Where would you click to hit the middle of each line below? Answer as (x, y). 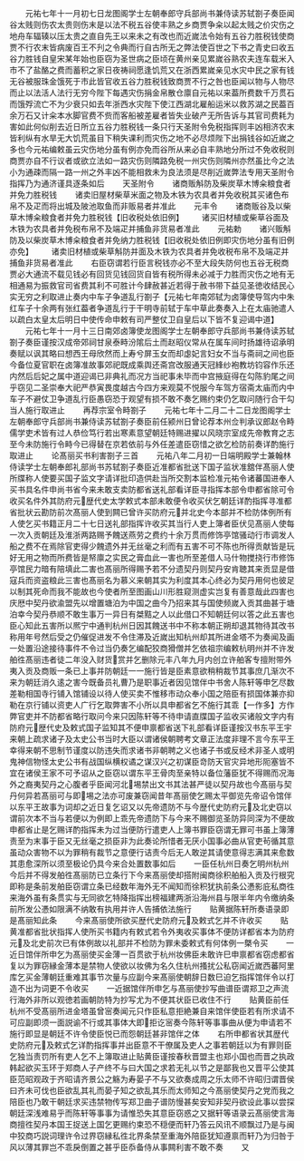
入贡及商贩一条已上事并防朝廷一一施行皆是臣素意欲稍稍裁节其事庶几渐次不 (156, 671)
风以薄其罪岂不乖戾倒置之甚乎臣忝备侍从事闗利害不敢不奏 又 (129, 1147)
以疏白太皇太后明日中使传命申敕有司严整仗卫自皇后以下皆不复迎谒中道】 (144, 319)
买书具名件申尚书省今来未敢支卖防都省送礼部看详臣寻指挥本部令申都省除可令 (152, 489)
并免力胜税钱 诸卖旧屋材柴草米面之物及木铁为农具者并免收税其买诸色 (145, 195)
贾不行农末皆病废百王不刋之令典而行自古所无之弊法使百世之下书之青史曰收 (148, 47)
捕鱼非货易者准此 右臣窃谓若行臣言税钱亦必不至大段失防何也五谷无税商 (149, 263)
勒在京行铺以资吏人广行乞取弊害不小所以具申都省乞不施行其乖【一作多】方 (148, 705)
